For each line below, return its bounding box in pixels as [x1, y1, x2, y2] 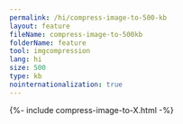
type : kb [9, 72, 42, 81]
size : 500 [9, 64, 47, 73]
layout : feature [9, 22, 70, 31]
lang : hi [9, 55, 42, 64]
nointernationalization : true [9, 80, 124, 89]
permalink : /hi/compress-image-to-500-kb [9, 13, 168, 22]
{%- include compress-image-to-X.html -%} [9, 104, 174, 115]
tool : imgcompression [9, 47, 91, 56]
